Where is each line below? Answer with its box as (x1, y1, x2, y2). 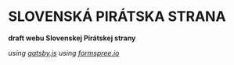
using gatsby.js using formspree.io (8, 48, 120, 57)
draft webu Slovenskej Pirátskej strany (8, 33, 136, 43)
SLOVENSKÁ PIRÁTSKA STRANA (8, 8, 226, 26)
